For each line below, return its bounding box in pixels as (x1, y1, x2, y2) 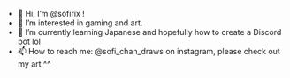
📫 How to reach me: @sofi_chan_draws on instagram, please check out (17, 46, 280, 56)
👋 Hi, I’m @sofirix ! (17, 9, 86, 18)
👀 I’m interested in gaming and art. (17, 18, 143, 28)
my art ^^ (17, 59, 51, 69)
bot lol (17, 36, 42, 46)
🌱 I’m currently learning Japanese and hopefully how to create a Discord (17, 27, 282, 37)
